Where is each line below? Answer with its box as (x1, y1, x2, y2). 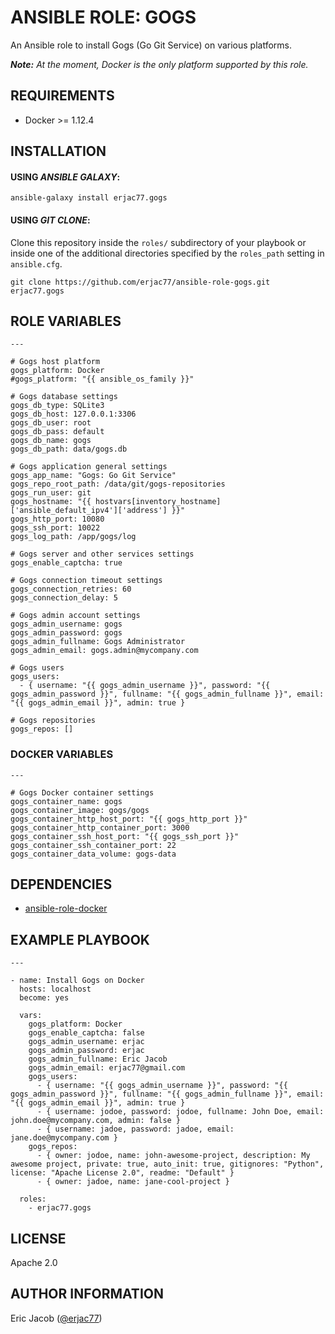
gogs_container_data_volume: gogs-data (10, 849, 177, 859)
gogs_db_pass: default (10, 427, 105, 437)
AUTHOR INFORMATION (10, 1286, 164, 1303)
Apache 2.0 (10, 1257, 58, 1269)
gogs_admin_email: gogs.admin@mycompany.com (10, 646, 199, 656)
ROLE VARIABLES (10, 312, 122, 330)
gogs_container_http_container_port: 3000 (10, 822, 190, 833)
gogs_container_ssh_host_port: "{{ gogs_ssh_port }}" (10, 831, 240, 841)
